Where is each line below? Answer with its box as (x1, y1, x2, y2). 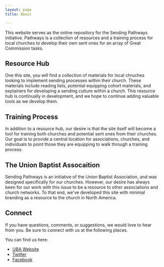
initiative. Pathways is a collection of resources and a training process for (5, 35, 153, 41)
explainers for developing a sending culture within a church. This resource (5, 88, 156, 94)
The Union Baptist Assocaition (5, 160, 100, 169)
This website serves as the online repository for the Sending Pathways (5, 29, 148, 35)
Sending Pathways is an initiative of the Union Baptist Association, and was (5, 174, 157, 180)
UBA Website (12, 246, 39, 252)
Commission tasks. (5, 45, 44, 51)
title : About (5, 12, 32, 17)
